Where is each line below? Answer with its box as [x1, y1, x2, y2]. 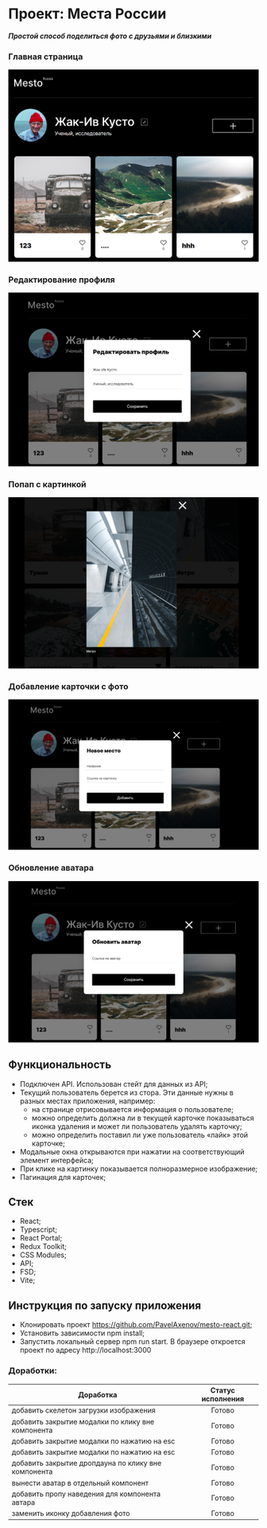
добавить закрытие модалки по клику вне [11, 1416, 155, 1426]
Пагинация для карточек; [19, 1172, 106, 1181]
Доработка [78, 1389, 118, 1399]
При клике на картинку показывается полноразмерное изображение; [19, 1164, 258, 1173]
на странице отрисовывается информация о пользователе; [31, 1104, 234, 1114]
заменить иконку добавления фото [11, 1509, 130, 1518]
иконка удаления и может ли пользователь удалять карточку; [31, 1121, 242, 1131]
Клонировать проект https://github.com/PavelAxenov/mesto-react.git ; [19, 1320, 253, 1330]
